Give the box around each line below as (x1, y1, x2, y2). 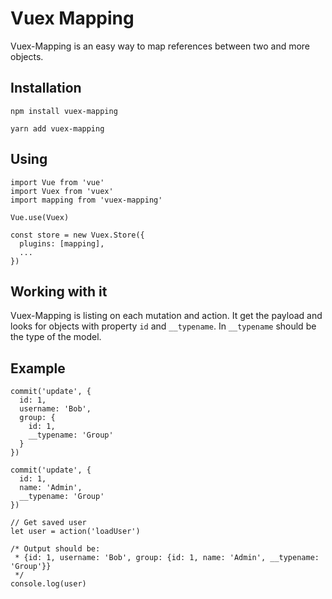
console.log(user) (10, 579, 87, 589)
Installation (10, 80, 82, 97)
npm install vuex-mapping (10, 106, 118, 116)
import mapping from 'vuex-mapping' (10, 195, 163, 205)
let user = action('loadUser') (10, 527, 141, 537)
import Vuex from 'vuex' (10, 186, 114, 196)
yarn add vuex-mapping (10, 123, 105, 134)
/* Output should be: (10, 544, 101, 554)
